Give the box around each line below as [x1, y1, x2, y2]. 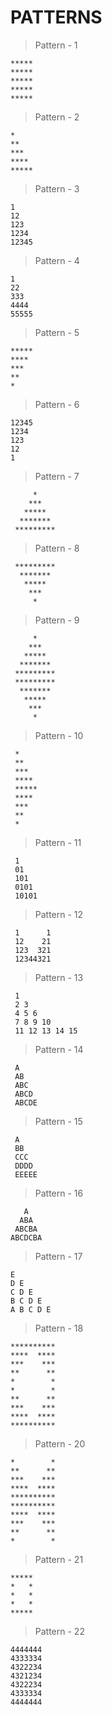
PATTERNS [10, 6, 103, 29]
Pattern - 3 [34, 182, 80, 195]
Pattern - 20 [34, 1437, 86, 1450]
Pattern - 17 [34, 1250, 83, 1262]
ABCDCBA [10, 1232, 43, 1243]
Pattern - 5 [34, 326, 80, 338]
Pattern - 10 [34, 729, 84, 741]
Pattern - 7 [34, 470, 80, 482]
